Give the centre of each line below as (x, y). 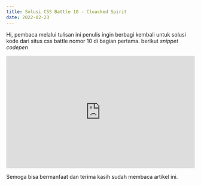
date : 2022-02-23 (28, 17)
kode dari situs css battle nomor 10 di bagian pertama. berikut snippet (92, 41)
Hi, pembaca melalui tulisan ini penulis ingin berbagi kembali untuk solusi (96, 34)
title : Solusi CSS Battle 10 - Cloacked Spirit (67, 12)
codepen (17, 47)
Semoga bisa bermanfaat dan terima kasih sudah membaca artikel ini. (92, 176)
